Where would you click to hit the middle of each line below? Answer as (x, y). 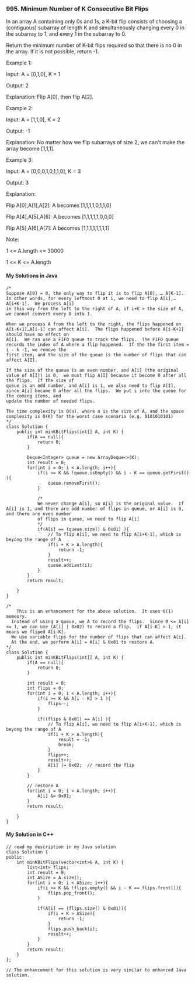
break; (66, 744)
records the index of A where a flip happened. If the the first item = (98, 345)
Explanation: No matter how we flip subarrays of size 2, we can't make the (95, 142)
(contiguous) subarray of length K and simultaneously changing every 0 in (95, 28)
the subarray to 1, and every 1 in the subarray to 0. (66, 34)
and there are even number (39, 514)
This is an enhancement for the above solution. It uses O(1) (95, 611)
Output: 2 (18, 86)
